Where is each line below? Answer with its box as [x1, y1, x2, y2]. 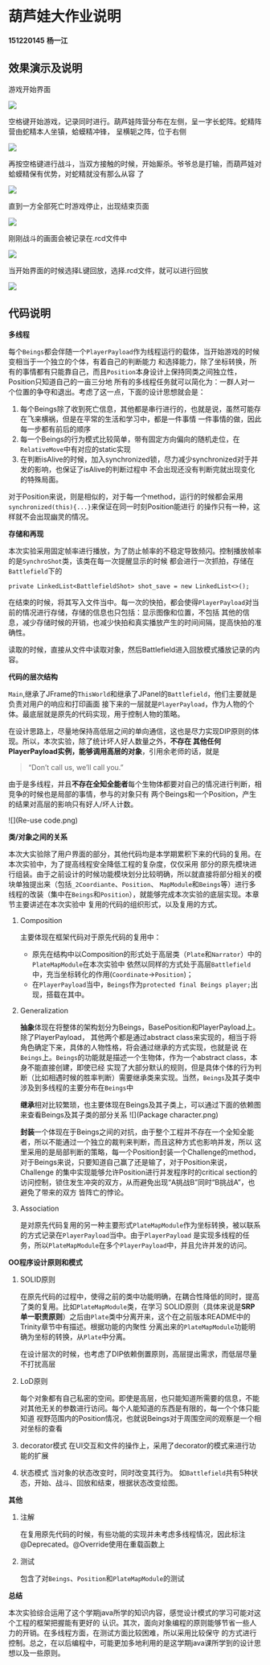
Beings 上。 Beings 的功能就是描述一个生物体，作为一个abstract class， [19, 1052, 251, 1062]
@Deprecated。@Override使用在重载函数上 [19, 1539, 166, 1549]
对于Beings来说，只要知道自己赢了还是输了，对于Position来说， [19, 1157, 231, 1166]
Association [19, 1203, 59, 1213]
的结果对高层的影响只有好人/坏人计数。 [8, 799, 138, 809]
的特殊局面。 [19, 474, 63, 484]
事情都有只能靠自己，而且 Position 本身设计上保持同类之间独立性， [22, 367, 242, 376]
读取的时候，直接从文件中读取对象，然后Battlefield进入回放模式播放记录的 [8, 644, 253, 654]
